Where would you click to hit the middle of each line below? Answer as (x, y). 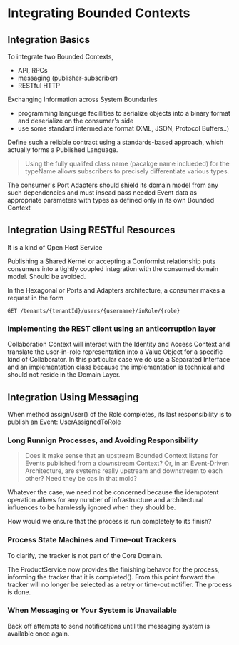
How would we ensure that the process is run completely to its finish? (110, 522)
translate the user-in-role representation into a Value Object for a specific (115, 352)
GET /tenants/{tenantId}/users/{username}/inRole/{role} (94, 311)
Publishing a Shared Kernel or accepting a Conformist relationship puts (112, 261)
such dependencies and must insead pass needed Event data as (102, 193)
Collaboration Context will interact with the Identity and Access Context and (119, 345)
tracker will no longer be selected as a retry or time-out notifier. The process (120, 584)
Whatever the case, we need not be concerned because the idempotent (113, 492)
